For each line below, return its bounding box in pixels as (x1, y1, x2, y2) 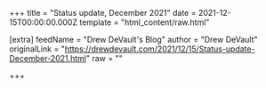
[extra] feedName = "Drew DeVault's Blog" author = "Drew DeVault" (9, 35, 258, 44)
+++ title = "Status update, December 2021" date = (9, 8, 197, 18)
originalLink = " (9, 44, 65, 54)
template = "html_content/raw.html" (79, 17, 210, 28)
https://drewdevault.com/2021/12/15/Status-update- (64, 44, 255, 54)
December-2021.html (9, 53, 87, 63)
